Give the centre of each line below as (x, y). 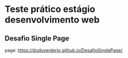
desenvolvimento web (52, 20)
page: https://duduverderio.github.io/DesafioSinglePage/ (64, 50)
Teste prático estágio (50, 9)
